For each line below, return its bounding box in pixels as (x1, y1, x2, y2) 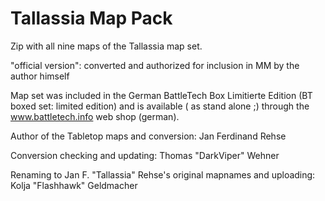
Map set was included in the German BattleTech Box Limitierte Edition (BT (10, 89, 313, 101)
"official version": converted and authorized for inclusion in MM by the (10, 59, 300, 71)
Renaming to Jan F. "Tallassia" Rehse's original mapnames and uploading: (10, 168, 316, 181)
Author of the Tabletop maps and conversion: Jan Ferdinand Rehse (10, 130, 287, 142)
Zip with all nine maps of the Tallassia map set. (10, 40, 203, 52)
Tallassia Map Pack (10, 7, 173, 30)
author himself (10, 70, 70, 82)
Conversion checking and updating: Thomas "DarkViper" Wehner (10, 149, 280, 161)
